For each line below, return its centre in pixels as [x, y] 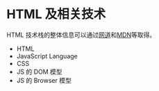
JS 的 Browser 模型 [44, 80]
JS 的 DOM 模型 [40, 72]
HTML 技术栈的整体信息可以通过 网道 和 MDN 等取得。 [81, 35]
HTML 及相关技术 [56, 14]
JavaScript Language [47, 56]
